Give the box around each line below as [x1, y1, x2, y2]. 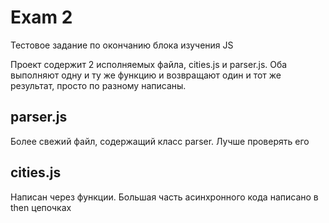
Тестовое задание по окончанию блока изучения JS [10, 39, 234, 51]
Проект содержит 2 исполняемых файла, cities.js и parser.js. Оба [10, 58, 288, 70]
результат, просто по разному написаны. [10, 79, 187, 91]
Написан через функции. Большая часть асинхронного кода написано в [10, 191, 319, 203]
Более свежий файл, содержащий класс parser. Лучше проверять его [10, 135, 310, 147]
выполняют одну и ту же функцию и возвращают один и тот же [10, 69, 282, 81]
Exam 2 [10, 6, 73, 29]
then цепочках [10, 201, 72, 213]
